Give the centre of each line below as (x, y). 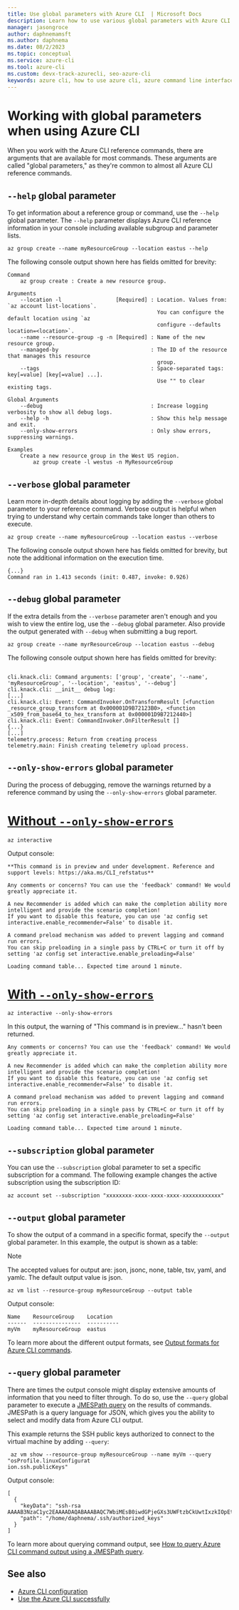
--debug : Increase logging (114, 406)
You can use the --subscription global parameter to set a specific (104, 1168)
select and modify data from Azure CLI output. (75, 1420)
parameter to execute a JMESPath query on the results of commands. (110, 1405)
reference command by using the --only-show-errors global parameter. (112, 792)
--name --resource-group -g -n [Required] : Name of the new (112, 337)
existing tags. (30, 387)
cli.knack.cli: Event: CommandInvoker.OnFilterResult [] (94, 720)
